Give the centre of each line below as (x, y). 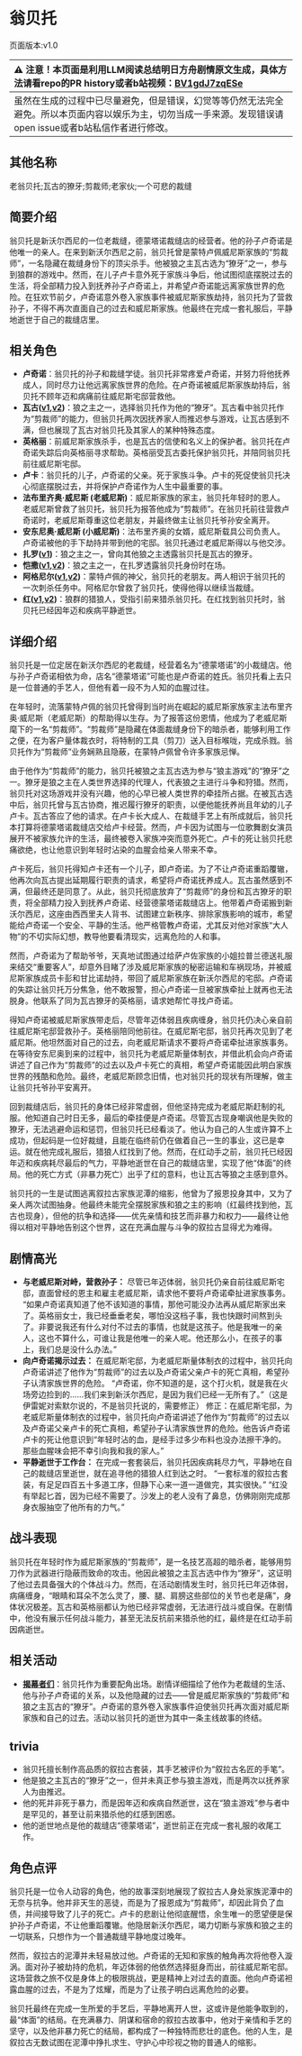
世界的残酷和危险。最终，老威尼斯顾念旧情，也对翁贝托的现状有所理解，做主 (151, 1076)
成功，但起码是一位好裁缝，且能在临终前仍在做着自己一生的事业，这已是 (143, 1140)
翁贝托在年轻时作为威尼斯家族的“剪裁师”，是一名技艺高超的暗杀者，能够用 (147, 1561)
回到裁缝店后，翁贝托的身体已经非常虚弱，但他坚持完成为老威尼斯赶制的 (143, 1107)
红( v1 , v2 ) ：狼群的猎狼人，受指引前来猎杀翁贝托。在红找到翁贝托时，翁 (154, 599)
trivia (24, 1746)
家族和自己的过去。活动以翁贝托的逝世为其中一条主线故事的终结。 (144, 1717)
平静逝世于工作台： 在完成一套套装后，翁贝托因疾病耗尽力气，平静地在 (153, 1462)
